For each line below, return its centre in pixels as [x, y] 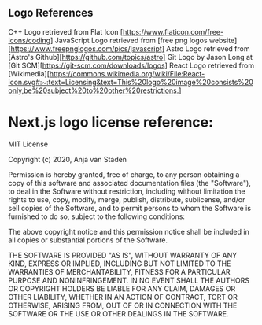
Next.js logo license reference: [111, 122]
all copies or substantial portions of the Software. [88, 240]
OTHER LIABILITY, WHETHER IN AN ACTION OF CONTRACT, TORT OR [123, 297]
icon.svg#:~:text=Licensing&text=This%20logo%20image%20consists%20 [131, 82]
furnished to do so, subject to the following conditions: [96, 216]
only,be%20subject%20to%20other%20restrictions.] [95, 90]
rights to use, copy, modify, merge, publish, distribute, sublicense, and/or [127, 199]
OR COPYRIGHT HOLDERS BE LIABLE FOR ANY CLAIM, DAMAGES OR [122, 288]
